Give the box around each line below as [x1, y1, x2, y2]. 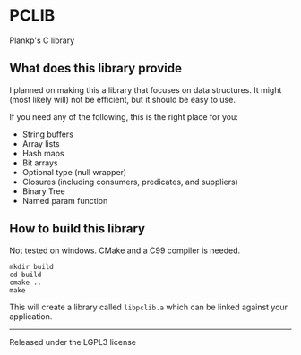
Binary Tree [21, 185, 65, 197]
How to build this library [9, 221, 146, 237]
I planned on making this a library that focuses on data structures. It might [9, 84, 282, 95]
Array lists [21, 138, 60, 148]
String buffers [21, 129, 74, 139]
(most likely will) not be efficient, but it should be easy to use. [9, 94, 236, 105]
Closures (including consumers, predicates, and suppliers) [21, 176, 239, 187]
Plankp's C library [9, 35, 75, 46]
